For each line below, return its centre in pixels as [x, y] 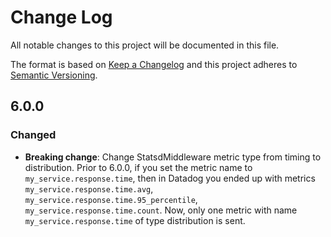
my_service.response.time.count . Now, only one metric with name [161, 210]
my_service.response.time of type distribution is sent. [135, 220]
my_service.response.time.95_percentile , [111, 199]
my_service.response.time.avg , [89, 188]
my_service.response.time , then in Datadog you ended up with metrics [170, 178]
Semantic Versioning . [54, 75]
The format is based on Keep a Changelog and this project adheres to [154, 64]
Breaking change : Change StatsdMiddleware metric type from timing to [173, 157]
